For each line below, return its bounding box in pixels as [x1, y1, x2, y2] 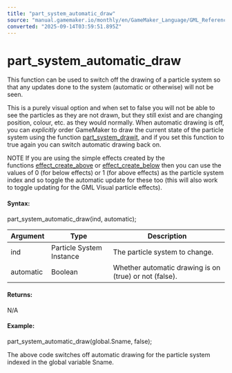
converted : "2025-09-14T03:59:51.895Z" [7, 23, 122, 30]
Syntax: [7, 199, 30, 208]
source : [7, 17, 30, 24]
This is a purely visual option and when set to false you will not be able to [7, 104, 215, 112]
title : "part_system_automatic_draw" [7, 10, 116, 17]
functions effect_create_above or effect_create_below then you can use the [7, 161, 222, 170]
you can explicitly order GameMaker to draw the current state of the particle [7, 126, 224, 134]
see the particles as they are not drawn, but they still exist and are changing [7, 111, 223, 120]
